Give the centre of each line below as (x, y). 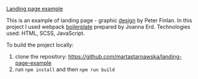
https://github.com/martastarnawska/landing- (125, 56)
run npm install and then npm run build (65, 69)
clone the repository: (41, 56)
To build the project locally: (40, 45)
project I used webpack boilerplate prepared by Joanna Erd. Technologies (98, 27)
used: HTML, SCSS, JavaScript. (46, 33)
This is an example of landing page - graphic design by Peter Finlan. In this (99, 20)
